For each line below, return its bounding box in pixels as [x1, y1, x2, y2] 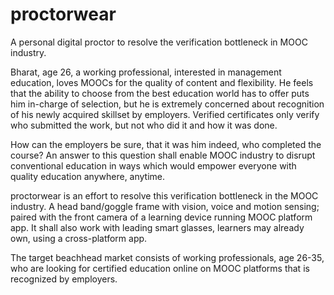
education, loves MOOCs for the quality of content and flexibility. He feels [10, 76, 314, 88]
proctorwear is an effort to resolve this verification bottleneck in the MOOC [10, 189, 319, 202]
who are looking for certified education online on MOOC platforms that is [10, 262, 310, 274]
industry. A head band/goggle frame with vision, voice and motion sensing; [10, 200, 320, 212]
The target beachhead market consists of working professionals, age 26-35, [10, 251, 325, 263]
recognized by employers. [10, 273, 118, 285]
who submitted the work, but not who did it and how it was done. [10, 119, 278, 131]
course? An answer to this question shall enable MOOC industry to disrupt [10, 149, 316, 161]
